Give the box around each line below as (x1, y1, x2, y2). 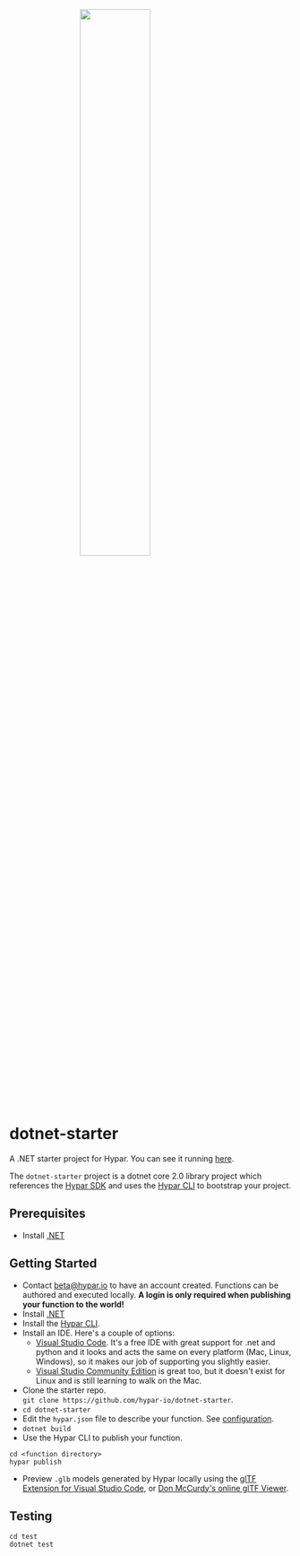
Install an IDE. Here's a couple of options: (21, 1327, 175, 1338)
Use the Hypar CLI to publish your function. (21, 1432, 184, 1443)
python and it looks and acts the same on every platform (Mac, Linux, (35, 1346, 292, 1357)
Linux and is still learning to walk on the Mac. (35, 1375, 202, 1386)
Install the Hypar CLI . (21, 1317, 100, 1328)
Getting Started (9, 1256, 98, 1272)
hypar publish (9, 1457, 63, 1466)
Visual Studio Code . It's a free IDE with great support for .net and (35, 1336, 276, 1348)
